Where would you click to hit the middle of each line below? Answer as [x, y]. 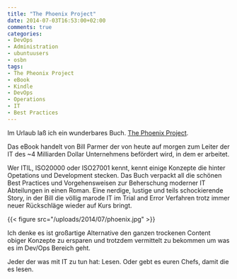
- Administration [33, 47]
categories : [25, 34]
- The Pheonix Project [41, 73]
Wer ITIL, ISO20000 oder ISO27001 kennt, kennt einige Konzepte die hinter [116, 168]
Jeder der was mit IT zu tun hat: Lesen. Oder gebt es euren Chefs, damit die [118, 261]
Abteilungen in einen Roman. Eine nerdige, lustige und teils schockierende [115, 190]
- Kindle [20, 86]
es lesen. [21, 269]
